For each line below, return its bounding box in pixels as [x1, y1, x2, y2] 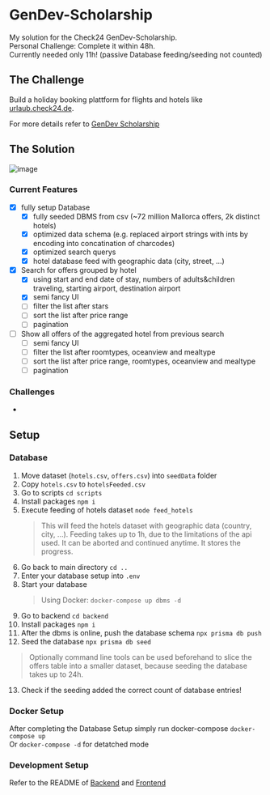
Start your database [20, 579, 87, 589]
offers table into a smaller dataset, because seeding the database [28, 661, 247, 670]
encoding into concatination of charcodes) [32, 239, 175, 249]
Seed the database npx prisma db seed [20, 636, 152, 646]
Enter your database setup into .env [20, 571, 141, 580]
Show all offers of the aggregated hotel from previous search [20, 329, 225, 338]
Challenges [9, 386, 55, 397]
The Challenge [9, 73, 85, 87]
